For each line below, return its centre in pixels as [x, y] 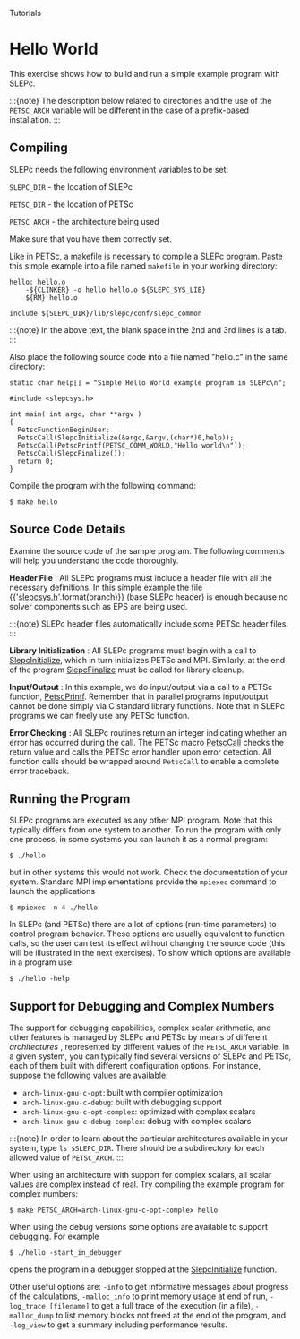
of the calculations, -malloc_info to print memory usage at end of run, [139, 1296]
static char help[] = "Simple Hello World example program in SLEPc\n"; [148, 383]
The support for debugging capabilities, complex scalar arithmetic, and [140, 1028]
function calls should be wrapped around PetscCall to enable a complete [144, 761]
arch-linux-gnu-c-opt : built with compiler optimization [123, 1093]
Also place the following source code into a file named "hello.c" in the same [149, 356]
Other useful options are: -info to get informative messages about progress [149, 1287]
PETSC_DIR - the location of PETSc [71, 204]
